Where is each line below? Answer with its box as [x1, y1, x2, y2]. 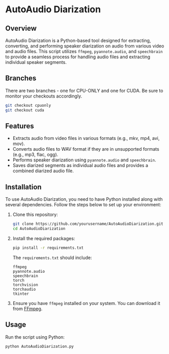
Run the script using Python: [5, 334, 65, 340]
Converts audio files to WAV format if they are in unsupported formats [12, 146, 159, 152]
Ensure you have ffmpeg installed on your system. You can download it [12, 300, 160, 306]
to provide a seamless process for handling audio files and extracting [5, 54, 150, 60]
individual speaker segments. [5, 59, 67, 65]
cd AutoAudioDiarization [12, 226, 66, 231]
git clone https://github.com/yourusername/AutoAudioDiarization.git [12, 221, 164, 227]
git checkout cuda [5, 107, 44, 113]
